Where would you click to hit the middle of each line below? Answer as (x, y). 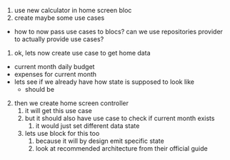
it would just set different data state (87, 126)
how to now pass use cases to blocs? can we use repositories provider (119, 32)
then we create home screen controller (71, 103)
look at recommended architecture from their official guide (122, 148)
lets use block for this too (62, 133)
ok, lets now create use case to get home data (82, 53)
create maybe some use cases (59, 18)
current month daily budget (54, 66)
